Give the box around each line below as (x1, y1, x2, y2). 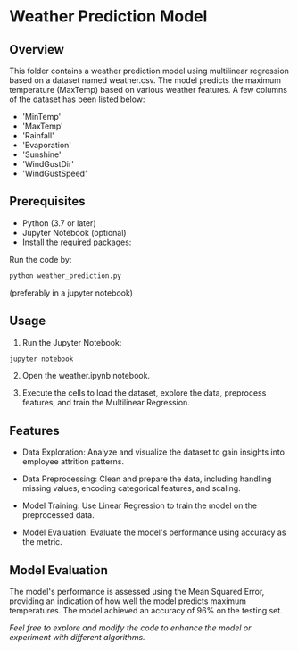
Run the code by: (9, 254, 72, 264)
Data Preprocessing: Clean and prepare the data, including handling (21, 473, 272, 484)
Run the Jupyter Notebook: (21, 337, 122, 347)
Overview (9, 42, 65, 57)
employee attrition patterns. (21, 456, 125, 467)
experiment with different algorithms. (9, 632, 145, 642)
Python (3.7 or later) (21, 217, 96, 229)
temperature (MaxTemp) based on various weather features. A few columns (9, 85, 288, 95)
